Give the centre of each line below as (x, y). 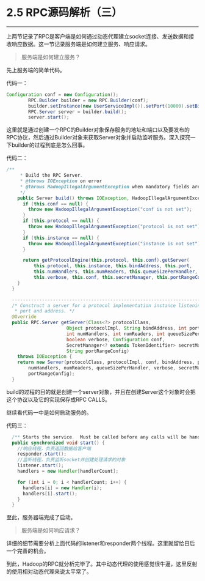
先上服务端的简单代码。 (36, 70)
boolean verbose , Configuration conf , (116, 339)
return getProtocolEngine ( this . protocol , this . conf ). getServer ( (106, 261)
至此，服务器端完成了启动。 (41, 517)
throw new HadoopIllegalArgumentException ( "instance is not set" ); (116, 243)
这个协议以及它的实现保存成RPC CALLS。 (59, 399)
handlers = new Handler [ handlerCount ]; (68, 472)
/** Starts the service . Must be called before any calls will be (99, 437)
